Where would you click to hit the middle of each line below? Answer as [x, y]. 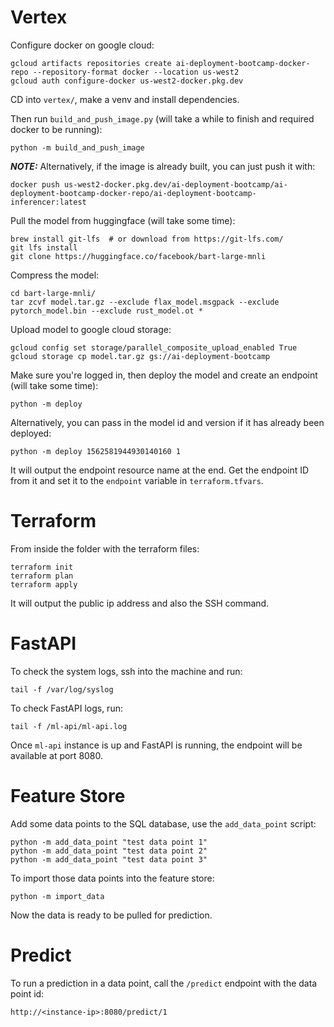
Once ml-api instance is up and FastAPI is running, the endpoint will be [156, 745]
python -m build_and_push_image [77, 147]
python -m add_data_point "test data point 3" [109, 859]
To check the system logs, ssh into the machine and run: [126, 671]
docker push [35, 184]
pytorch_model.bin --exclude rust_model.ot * [106, 311]
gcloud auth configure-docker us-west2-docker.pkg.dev [127, 81]
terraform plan [42, 576]
